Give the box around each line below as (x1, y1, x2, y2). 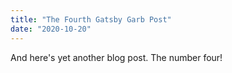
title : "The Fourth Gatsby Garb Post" (10, 14, 172, 25)
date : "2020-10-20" (10, 24, 92, 34)
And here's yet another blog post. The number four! (10, 51, 223, 63)
